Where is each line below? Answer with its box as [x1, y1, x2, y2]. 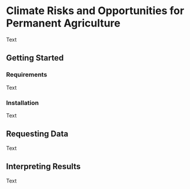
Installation [6, 99, 39, 107]
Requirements [6, 70, 48, 79]
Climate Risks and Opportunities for [6, 4, 184, 18]
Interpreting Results [6, 161, 81, 171]
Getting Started [6, 53, 64, 63]
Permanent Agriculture [6, 16, 121, 30]
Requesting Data [6, 129, 69, 139]
